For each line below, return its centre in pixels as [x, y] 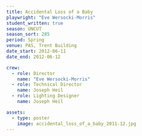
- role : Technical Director [47, 85]
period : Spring [25, 40]
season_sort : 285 [28, 34]
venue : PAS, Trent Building [42, 46]
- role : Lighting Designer [46, 96]
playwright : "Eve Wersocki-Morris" [51, 18]
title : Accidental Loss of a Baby [50, 12]
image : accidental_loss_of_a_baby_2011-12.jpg [77, 124]
